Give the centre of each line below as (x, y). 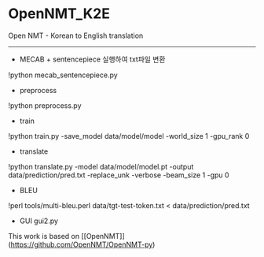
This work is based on (44, 236)
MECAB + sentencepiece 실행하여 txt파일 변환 (92, 59)
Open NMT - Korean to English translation (76, 35)
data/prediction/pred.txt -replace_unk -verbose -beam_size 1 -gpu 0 (119, 175)
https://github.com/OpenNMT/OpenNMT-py (82, 244)
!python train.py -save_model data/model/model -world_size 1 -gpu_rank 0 (129, 136)
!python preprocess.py (45, 105)
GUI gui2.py (39, 221)
